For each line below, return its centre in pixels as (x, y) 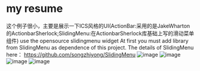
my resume (35, 9)
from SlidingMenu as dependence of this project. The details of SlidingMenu (100, 47)
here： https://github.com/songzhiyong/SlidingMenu (71, 54)
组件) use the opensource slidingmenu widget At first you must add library (98, 41)
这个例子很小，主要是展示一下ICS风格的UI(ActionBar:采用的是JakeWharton (98, 26)
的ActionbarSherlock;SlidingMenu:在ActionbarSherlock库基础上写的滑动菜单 (100, 33)
